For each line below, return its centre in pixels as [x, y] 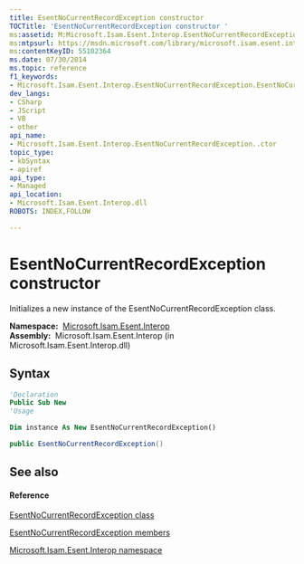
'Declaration [34, 395]
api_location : [36, 195]
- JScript [28, 110]
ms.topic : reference [48, 69]
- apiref [26, 169]
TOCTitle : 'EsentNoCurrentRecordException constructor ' [119, 26]
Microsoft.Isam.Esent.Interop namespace [86, 550]
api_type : [28, 177]
